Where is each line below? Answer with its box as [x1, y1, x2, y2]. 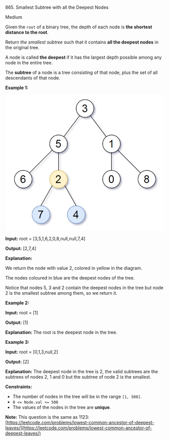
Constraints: [5, 383, 32, 389]
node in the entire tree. [5, 60, 53, 65]
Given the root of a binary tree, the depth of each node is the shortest [5, 24, 152, 30]
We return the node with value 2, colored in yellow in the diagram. [5, 265, 143, 271]
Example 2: [5, 300, 29, 306]
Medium [5, 14, 23, 20]
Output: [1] [5, 319, 28, 326]
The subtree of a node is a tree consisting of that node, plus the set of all [5, 69, 158, 75]
